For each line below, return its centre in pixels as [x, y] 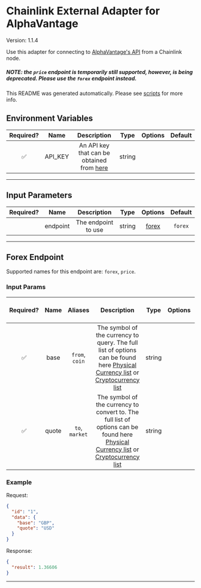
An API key [94, 145]
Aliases [79, 310]
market [78, 434]
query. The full [117, 342]
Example [19, 482]
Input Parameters [39, 195]
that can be [95, 152]
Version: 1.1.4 [22, 40]
